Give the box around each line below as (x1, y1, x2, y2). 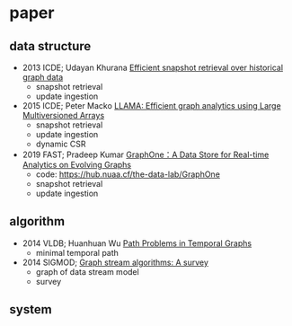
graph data (22, 72, 64, 83)
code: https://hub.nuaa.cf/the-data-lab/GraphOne (35, 169, 220, 180)
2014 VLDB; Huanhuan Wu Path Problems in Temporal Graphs (22, 237, 252, 249)
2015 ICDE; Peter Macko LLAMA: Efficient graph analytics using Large (22, 101, 281, 110)
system (9, 302, 52, 317)
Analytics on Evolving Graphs (22, 160, 132, 170)
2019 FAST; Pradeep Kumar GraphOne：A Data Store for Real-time (22, 149, 270, 160)
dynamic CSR (35, 138, 87, 149)
